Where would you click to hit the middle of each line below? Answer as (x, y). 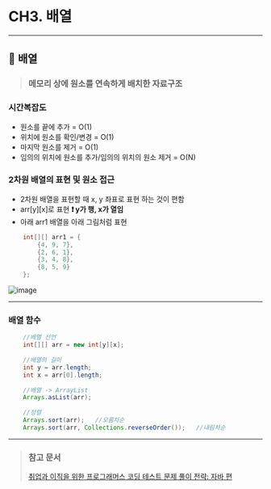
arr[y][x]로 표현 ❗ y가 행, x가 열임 (71, 209)
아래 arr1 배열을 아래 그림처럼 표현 (73, 221)
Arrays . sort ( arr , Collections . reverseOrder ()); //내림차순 (124, 428)
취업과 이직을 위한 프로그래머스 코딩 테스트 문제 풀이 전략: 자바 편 (130, 477)
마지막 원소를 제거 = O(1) (59, 147)
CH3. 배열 (40, 17)
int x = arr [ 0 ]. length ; (63, 375)
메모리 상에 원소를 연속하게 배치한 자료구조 (105, 84)
